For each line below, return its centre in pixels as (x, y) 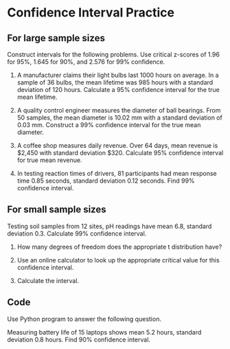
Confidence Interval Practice (91, 13)
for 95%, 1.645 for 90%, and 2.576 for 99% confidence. (86, 62)
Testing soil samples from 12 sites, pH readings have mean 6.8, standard (110, 226)
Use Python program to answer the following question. (84, 319)
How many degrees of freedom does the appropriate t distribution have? (119, 247)
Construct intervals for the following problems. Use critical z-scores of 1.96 (113, 54)
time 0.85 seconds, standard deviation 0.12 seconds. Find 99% (106, 181)
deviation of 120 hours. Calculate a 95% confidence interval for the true (118, 90)
